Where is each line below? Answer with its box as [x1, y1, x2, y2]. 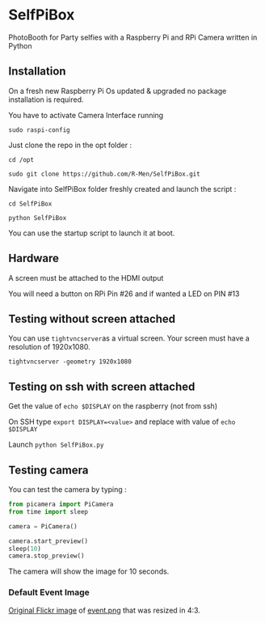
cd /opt [8, 155, 35, 163]
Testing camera [8, 463, 89, 477]
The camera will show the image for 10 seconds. [8, 566, 170, 576]
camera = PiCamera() [8, 522, 78, 531]
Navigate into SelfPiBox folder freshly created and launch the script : [8, 184, 237, 193]
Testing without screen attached [8, 311, 176, 325]
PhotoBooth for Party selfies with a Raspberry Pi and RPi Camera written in [8, 32, 258, 42]
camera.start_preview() [8, 536, 89, 545]
